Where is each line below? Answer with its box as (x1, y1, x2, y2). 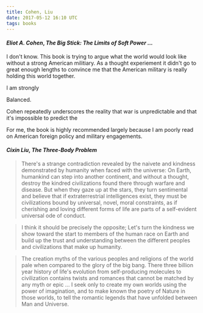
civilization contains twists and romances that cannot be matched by (21, 274, 194, 281)
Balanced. (6, 96, 32, 103)
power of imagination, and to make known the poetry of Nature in (21, 287, 186, 295)
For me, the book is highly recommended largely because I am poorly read (6, 126, 194, 133)
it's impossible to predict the (6, 114, 78, 121)
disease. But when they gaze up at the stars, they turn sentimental (21, 185, 188, 193)
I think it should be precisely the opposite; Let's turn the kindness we (21, 223, 195, 231)
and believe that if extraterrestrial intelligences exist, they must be (21, 192, 187, 200)
